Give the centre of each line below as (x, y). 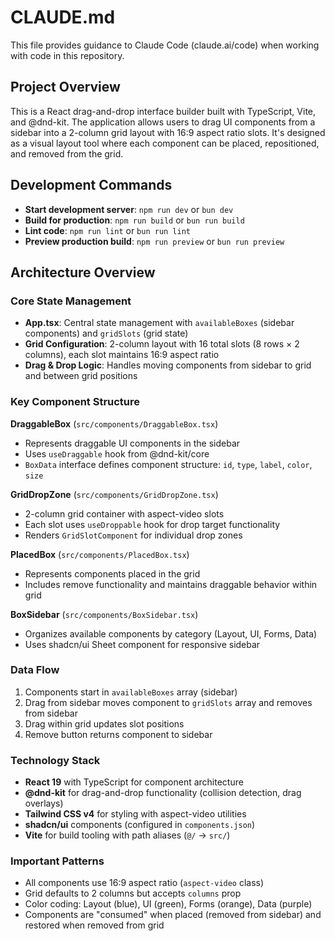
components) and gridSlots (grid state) (106, 333)
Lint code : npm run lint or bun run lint (107, 230)
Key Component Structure (75, 402)
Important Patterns (57, 861)
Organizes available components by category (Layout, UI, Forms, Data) (171, 633)
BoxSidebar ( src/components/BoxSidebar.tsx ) (104, 614)
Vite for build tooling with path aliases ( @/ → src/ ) (127, 835)
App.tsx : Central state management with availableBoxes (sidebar (159, 323)
